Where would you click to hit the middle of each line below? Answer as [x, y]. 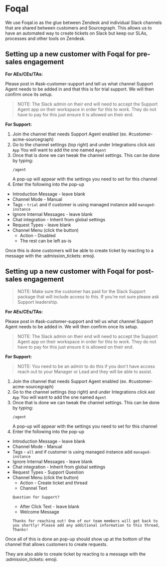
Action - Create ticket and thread [54, 483]
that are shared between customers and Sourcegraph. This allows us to [79, 27]
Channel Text [33, 488]
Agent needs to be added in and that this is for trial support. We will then [80, 89]
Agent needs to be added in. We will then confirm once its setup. [72, 326]
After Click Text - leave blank [50, 506]
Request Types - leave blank [42, 225]
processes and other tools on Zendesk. [45, 38]
